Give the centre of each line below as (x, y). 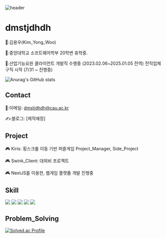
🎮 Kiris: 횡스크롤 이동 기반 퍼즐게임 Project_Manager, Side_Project (72, 148)
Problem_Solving (32, 218)
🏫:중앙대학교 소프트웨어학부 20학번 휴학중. (46, 53)
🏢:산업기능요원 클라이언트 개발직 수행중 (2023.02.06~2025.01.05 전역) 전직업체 (83, 63)
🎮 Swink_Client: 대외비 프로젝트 (37, 161)
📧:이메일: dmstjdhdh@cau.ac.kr (37, 108)
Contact (18, 95)
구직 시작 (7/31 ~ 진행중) (29, 69)
